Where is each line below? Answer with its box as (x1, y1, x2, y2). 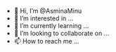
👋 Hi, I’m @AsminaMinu (13, 7, 82, 15)
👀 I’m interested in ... (13, 14, 74, 22)
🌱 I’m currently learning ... (13, 22, 89, 30)
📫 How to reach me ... (13, 37, 79, 45)
